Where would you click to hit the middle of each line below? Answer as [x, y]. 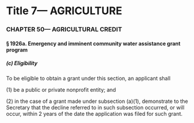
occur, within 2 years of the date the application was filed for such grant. [94, 114]
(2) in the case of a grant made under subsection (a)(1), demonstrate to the [97, 101]
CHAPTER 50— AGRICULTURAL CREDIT [64, 30]
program [17, 50]
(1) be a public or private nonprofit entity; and [61, 89]
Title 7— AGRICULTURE [64, 11]
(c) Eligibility [22, 63]
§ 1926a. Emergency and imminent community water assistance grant [93, 43]
